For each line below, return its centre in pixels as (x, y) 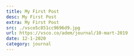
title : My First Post (33, 11)
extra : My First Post (33, 22)
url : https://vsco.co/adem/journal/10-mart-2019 (67, 33)
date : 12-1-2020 (26, 38)
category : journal (29, 44)
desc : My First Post (32, 17)
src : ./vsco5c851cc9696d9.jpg (43, 28)
